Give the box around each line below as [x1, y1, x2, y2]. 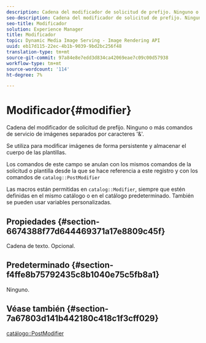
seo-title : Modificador [6, 20, 67, 26]
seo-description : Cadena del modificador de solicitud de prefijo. [6, 15, 183, 21]
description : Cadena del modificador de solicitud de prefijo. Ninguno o [6, 9, 199, 15]
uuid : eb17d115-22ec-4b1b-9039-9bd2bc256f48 [6, 44, 122, 50]
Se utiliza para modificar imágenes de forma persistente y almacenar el [6, 142, 186, 150]
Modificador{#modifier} [6, 104, 132, 117]
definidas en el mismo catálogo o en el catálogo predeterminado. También [6, 192, 194, 199]
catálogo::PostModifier [6, 330, 64, 337]
